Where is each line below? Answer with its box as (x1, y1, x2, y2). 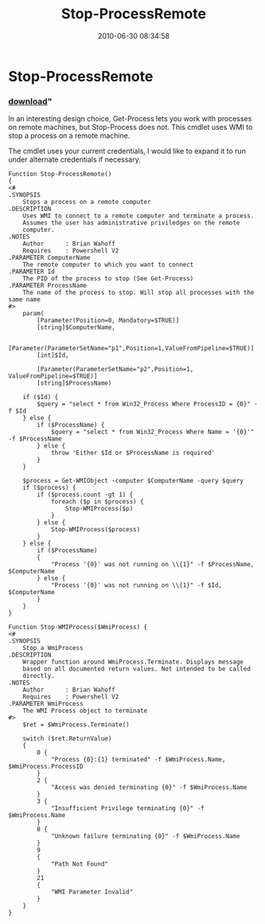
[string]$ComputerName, (37, 323, 115, 331)
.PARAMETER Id (8, 268, 56, 276)
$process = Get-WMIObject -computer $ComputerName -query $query (22, 477, 244, 485)
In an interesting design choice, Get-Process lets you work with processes (8, 114, 252, 123)
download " (8, 96, 53, 107)
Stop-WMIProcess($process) (50, 526, 141, 534)
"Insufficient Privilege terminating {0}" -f (50, 805, 205, 812)
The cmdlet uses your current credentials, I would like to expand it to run (8, 147, 247, 156)
